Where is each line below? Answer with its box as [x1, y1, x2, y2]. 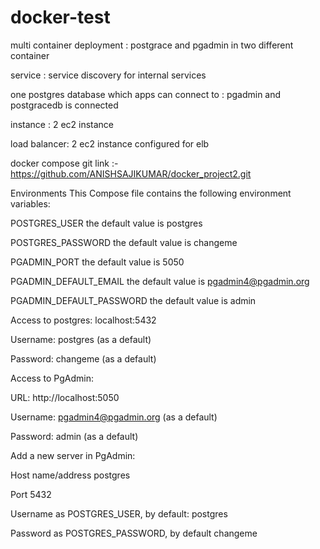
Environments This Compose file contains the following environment [10, 187, 292, 199]
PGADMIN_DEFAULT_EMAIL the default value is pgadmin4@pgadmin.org [10, 275, 310, 287]
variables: [10, 197, 51, 210]
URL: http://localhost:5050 [10, 391, 120, 403]
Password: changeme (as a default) [10, 352, 157, 365]
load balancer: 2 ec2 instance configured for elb [10, 137, 210, 150]
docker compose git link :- [10, 157, 119, 169]
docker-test [10, 6, 111, 29]
